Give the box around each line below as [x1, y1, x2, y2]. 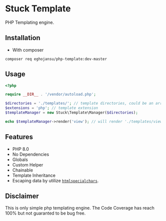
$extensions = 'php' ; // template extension [5, 106, 98, 110]
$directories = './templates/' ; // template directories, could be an [5, 101, 154, 106]
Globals [12, 157, 28, 163]
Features [5, 133, 33, 141]
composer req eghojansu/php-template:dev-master [5, 56, 107, 61]
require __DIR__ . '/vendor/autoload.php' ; [5, 92, 96, 97]
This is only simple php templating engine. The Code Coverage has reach [5, 205, 155, 211]
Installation [5, 34, 41, 42]
